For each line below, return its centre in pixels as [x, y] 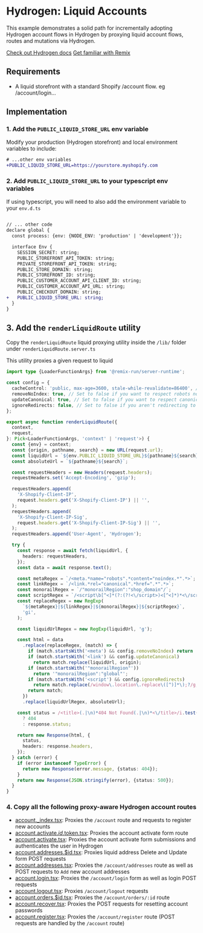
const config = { [28, 383]
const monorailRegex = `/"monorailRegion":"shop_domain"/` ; [94, 590]
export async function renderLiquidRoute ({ [62, 422]
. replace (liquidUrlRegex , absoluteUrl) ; [74, 702]
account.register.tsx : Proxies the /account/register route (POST [95, 917]
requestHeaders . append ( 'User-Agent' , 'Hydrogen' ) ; [77, 534]
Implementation [37, 112]
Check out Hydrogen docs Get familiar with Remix [69, 52]
